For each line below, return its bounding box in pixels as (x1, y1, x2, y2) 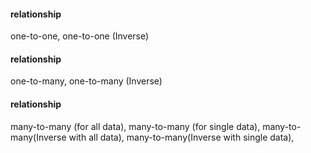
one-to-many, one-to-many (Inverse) (10, 75, 163, 87)
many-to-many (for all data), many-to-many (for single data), (10, 120, 261, 132)
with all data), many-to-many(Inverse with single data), (68, 131, 295, 143)
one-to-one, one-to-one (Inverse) (10, 30, 150, 42)
